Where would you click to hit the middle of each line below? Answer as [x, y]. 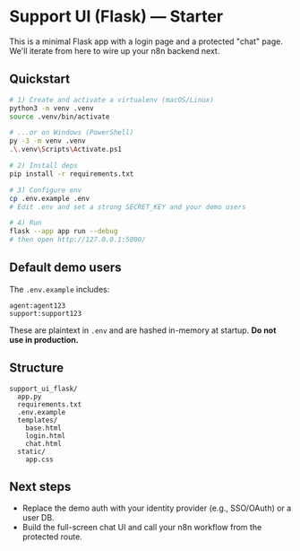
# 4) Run [26, 223]
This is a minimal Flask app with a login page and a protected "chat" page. [146, 41]
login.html [46, 436]
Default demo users [65, 268]
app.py [30, 397]
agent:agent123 [38, 306]
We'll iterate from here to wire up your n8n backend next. [115, 50]
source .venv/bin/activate [60, 117]
